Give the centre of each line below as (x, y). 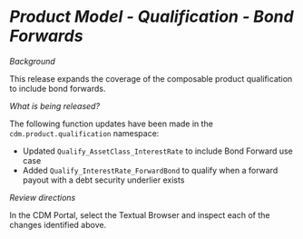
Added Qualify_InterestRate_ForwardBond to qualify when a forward (150, 170)
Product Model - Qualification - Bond (151, 17)
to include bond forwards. (58, 88)
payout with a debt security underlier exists (103, 180)
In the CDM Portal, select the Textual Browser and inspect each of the (140, 214)
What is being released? (55, 105)
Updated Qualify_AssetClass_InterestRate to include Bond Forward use (157, 151)
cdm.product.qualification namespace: (84, 133)
